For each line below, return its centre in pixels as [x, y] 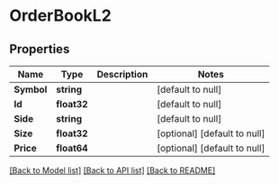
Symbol [31, 89]
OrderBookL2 [61, 16]
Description [122, 74]
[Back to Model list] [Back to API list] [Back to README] [112, 170]
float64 [72, 148]
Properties [40, 49]
